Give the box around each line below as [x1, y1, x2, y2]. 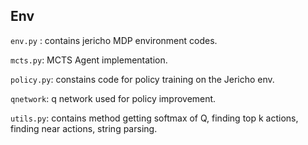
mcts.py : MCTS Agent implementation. [10, 54, 168, 66]
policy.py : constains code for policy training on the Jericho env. [10, 73, 275, 85]
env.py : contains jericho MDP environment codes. [10, 34, 218, 46]
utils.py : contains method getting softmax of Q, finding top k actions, [10, 112, 299, 124]
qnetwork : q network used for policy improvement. [10, 92, 217, 104]
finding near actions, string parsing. [10, 122, 158, 134]
